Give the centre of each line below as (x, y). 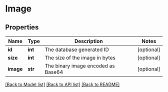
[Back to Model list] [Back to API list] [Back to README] (62, 84)
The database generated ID (77, 49)
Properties (22, 27)
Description (89, 41)
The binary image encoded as (80, 66)
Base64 (54, 72)
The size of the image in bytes (80, 58)
